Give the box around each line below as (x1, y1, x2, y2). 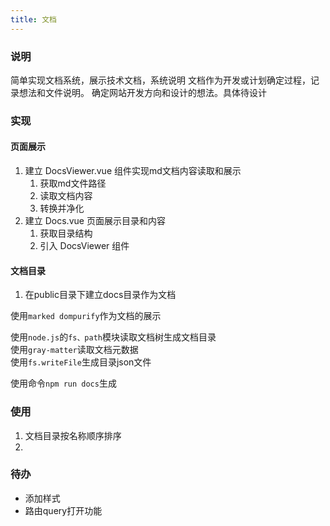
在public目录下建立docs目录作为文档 (24, 289, 177, 301)
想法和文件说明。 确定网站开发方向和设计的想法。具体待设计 (18, 86, 267, 98)
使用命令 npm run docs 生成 (10, 377, 117, 390)
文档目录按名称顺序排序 (24, 429, 122, 441)
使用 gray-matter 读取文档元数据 (10, 344, 139, 356)
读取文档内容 (39, 190, 93, 202)
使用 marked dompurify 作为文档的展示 (10, 310, 162, 322)
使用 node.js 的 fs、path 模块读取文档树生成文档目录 (10, 331, 217, 343)
